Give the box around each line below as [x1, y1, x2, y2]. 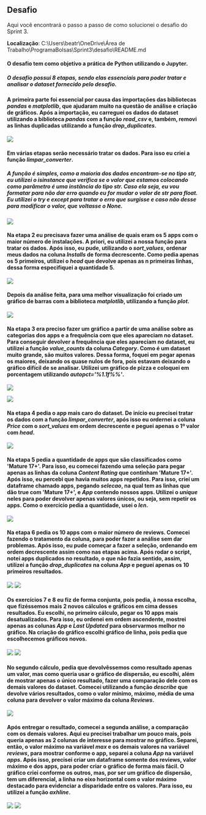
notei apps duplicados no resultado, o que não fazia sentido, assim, [7, 555, 182, 562]
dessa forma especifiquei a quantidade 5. [7, 264, 115, 271]
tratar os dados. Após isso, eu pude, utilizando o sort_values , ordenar [7, 244, 187, 252]
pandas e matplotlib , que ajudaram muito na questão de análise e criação [7, 102, 197, 110]
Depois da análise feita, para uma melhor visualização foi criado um [7, 291, 182, 299]
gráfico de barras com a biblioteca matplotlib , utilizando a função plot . [7, 298, 190, 305]
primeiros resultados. [7, 568, 63, 575]
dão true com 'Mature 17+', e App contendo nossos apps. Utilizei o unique [7, 488, 198, 495]
